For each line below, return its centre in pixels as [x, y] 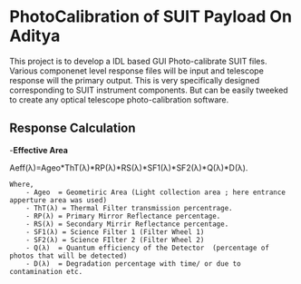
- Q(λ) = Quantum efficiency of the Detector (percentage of [148, 248]
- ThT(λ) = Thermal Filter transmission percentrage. [129, 208]
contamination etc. [46, 271]
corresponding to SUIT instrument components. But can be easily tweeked [149, 90]
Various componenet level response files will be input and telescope [137, 71]
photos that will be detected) [68, 256]
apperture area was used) [58, 200]
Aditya [35, 36]
